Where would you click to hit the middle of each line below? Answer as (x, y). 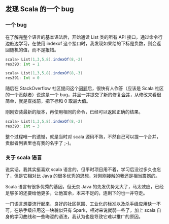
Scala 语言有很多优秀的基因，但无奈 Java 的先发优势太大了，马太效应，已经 (84, 187)
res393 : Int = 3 (22, 126)
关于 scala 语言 (24, 157)
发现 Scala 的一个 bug (40, 9)
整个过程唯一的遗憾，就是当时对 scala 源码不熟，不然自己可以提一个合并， (83, 136)
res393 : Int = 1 (22, 64)
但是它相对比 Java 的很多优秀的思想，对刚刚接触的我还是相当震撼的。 (87, 176)
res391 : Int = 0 (22, 78)
